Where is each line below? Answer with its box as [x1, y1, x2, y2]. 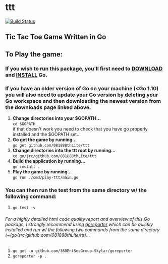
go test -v [12, 206, 36, 211]
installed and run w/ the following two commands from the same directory [5, 226, 160, 233]
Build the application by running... [12, 158, 86, 164]
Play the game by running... [12, 168, 72, 175]
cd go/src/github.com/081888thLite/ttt [12, 153, 97, 159]
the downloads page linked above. [5, 104, 91, 111]
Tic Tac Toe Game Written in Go [5, 33, 106, 41]
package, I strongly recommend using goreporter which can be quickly [5, 221, 153, 227]
